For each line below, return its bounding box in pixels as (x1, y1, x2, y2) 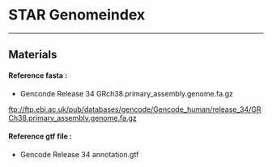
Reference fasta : (8, 71, 67, 80)
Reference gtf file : (8, 131, 73, 141)
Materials (8, 48, 57, 62)
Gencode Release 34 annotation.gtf (19, 149, 139, 159)
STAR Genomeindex (8, 6, 146, 24)
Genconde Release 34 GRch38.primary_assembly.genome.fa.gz (19, 88, 233, 98)
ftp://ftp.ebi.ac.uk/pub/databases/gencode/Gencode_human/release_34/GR (8, 104, 261, 114)
